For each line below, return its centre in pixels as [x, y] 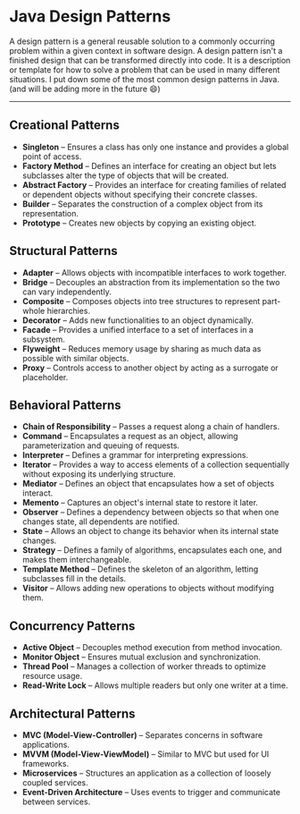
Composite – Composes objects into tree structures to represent [141, 301]
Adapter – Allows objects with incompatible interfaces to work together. [154, 272]
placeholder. [45, 377]
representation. [50, 213]
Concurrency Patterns [72, 626]
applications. [46, 745]
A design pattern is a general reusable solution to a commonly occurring [142, 41]
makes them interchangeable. [77, 560]
